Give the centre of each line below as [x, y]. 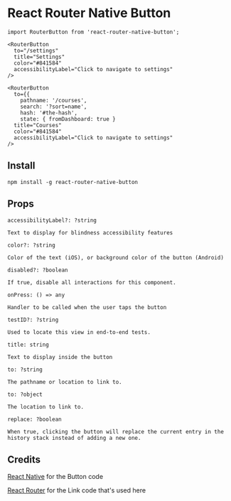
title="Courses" [38, 125]
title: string [28, 345]
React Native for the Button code [55, 477]
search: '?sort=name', [54, 107]
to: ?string [25, 370]
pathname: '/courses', [54, 100]
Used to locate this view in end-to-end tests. [79, 332]
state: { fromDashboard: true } [68, 119]
